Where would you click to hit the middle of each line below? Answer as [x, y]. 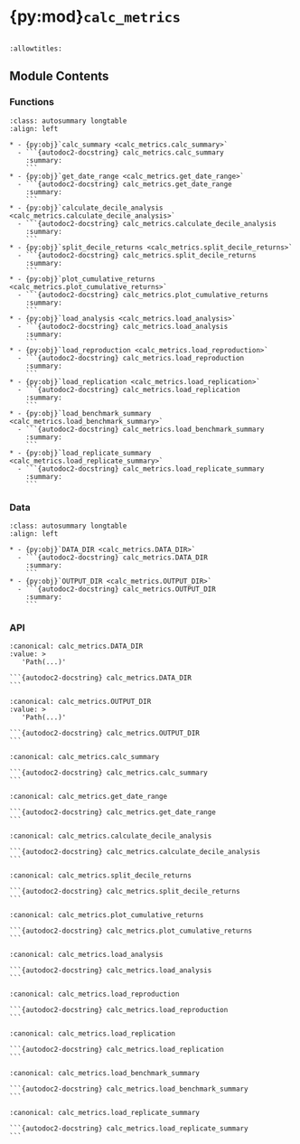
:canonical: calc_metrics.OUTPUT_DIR [80, 702]
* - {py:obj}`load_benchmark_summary [80, 413]
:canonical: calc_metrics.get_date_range [89, 797]
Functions [32, 102]
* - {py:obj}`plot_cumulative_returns [82, 279]
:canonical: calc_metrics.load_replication [93, 1034]
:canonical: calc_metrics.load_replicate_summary [105, 1113]
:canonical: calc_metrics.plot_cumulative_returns [107, 915]
